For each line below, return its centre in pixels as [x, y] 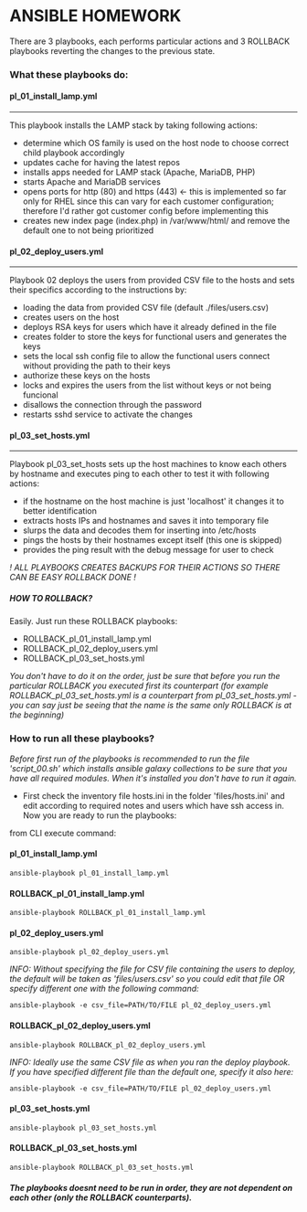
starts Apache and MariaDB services [92, 182]
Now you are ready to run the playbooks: [100, 815]
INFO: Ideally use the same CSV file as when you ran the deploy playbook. [150, 1062]
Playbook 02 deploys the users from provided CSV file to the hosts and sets [152, 281]
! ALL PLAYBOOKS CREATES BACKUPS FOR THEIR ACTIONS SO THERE [145, 568]
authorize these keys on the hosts [86, 376]
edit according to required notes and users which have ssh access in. [153, 805]
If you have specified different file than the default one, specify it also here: [152, 1071]
